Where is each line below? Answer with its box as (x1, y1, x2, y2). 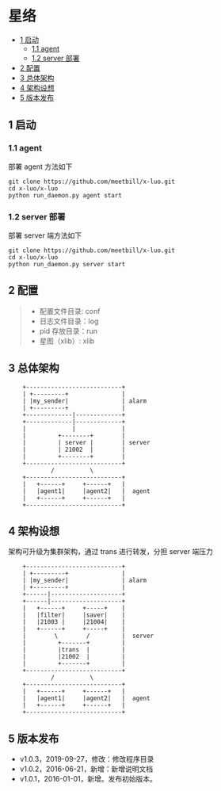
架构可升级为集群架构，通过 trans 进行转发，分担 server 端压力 (8, 547, 214, 556)
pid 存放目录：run (39, 326, 97, 335)
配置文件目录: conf (39, 306, 101, 315)
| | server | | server (22, 438, 151, 446)
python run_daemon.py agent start (8, 191, 123, 199)
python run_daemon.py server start (8, 260, 126, 268)
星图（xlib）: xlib (39, 336, 95, 346)
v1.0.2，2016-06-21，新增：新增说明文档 (19, 764, 153, 774)
